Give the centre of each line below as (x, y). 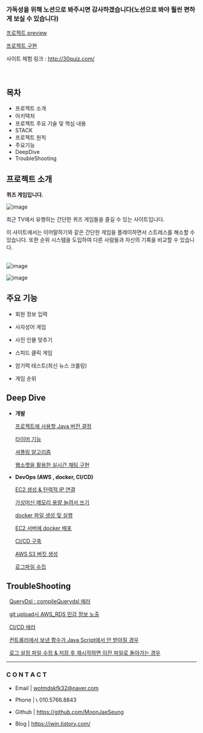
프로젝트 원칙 (31, 138)
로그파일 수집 (31, 567)
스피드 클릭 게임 (34, 352)
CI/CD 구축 (28, 541)
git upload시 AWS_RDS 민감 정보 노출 (54, 614)
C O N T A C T (27, 675)
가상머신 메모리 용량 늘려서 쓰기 (52, 502)
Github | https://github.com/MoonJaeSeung (69, 712)
